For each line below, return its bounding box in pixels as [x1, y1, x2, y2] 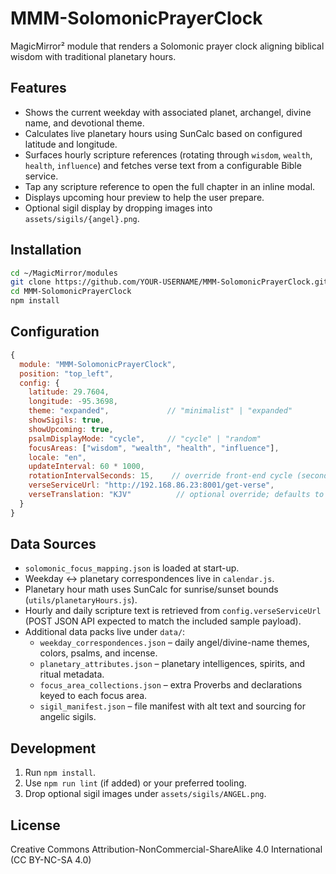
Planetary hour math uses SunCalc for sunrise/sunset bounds [24, 583, 279, 596]
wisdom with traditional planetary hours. [10, 50, 177, 62]
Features [10, 80, 67, 97]
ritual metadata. [39, 668, 105, 681]
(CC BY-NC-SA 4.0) [10, 854, 92, 866]
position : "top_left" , [19, 368, 114, 379]
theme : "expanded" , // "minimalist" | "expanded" [28, 406, 293, 416]
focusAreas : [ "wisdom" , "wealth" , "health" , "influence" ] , [28, 443, 280, 453]
